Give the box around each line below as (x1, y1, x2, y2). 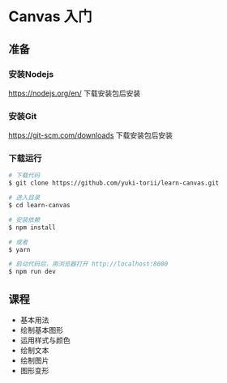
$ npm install (8, 223, 57, 232)
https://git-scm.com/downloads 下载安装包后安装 (8, 130, 173, 140)
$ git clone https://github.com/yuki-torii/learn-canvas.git (8, 179, 220, 187)
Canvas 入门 (8, 7, 93, 26)
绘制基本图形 (19, 326, 63, 335)
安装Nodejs (8, 68, 54, 79)
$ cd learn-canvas (8, 202, 71, 210)
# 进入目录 (8, 194, 41, 202)
